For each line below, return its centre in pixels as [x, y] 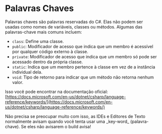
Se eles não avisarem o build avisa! [56, 126]
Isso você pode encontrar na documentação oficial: [57, 92]
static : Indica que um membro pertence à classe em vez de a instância [83, 67]
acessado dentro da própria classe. [48, 62]
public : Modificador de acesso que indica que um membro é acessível [83, 46]
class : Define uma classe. [38, 41]
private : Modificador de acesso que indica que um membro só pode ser [84, 56]
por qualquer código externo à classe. [50, 52]
